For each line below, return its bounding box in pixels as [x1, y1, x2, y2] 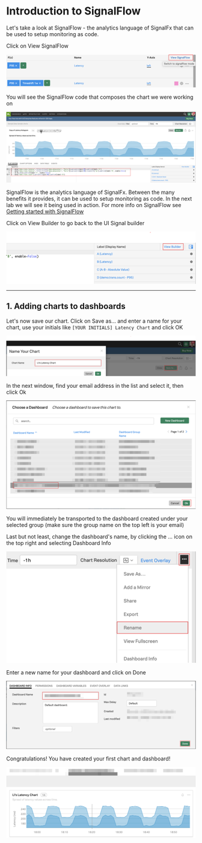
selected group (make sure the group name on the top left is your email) [6, 521, 185, 528]
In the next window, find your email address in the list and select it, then [6, 382, 184, 390]
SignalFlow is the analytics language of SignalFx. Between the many [6, 188, 175, 196]
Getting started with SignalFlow [6, 208, 84, 215]
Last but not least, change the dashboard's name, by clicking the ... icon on [6, 533, 192, 540]
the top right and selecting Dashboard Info [6, 539, 111, 546]
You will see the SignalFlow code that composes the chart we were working [6, 93, 194, 101]
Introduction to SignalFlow [6, 4, 141, 18]
